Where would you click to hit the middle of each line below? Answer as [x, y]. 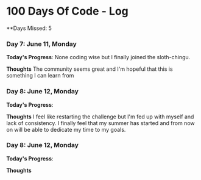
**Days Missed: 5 [29, 28]
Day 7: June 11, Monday [42, 44]
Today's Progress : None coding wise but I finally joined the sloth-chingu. [98, 57]
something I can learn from [40, 76]
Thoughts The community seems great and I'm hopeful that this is [90, 69]
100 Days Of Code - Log [68, 11]
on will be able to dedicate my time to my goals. [66, 129]
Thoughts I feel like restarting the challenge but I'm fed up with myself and [100, 117]
